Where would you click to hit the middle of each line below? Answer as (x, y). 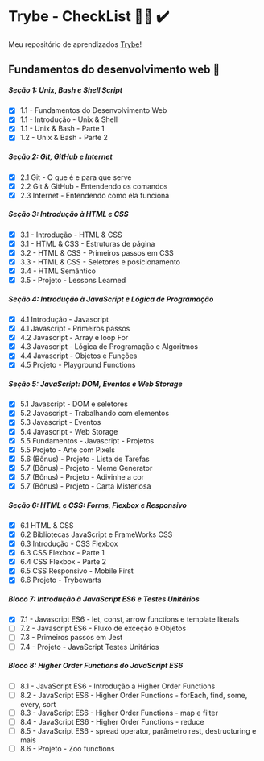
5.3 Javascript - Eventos (60, 422)
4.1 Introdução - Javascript (64, 319)
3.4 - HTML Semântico (58, 271)
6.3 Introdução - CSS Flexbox (69, 544)
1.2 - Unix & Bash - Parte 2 (64, 138)
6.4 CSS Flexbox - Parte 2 (63, 562)
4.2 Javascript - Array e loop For (74, 338)
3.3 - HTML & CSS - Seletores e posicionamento (100, 262)
